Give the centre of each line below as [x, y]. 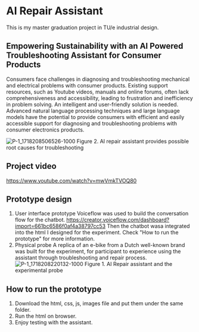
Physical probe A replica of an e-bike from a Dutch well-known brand [100, 245]
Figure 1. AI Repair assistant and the [128, 264]
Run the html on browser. [46, 316]
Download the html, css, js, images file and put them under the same [99, 303]
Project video [31, 166]
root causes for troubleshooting [45, 148]
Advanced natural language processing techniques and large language [93, 111]
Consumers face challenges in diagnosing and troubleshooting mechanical [98, 79]
